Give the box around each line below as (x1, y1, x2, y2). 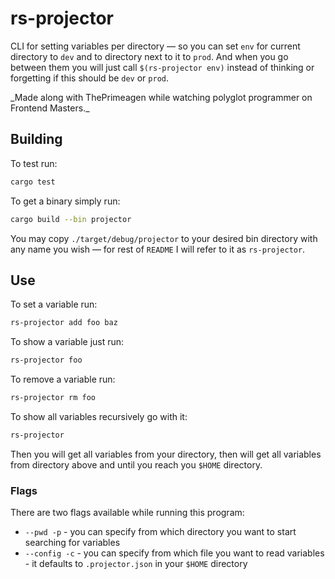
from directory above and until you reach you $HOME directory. (10, 458, 263, 471)
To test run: (10, 157, 58, 169)
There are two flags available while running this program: (10, 507, 245, 519)
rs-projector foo (10, 355, 83, 366)
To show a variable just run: (10, 336, 125, 348)
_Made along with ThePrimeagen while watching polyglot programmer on (10, 91, 313, 103)
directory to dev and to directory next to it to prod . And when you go (10, 50, 289, 62)
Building (10, 131, 63, 148)
